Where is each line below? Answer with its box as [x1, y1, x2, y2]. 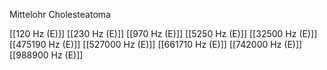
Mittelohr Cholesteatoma [9, 9, 111, 20]
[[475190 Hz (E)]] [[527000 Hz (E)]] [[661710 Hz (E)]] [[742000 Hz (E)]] [9, 39, 303, 50]
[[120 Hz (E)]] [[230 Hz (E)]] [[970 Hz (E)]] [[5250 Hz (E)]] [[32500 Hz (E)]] [9, 28, 318, 39]
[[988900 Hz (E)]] [9, 49, 84, 61]
